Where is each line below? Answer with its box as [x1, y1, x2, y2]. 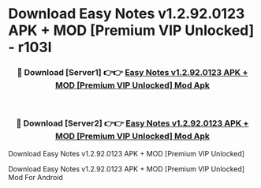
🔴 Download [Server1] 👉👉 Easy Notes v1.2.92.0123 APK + [17, 67, 248, 78]
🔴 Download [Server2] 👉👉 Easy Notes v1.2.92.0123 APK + [16, 118, 249, 129]
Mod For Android [8, 172, 63, 182]
